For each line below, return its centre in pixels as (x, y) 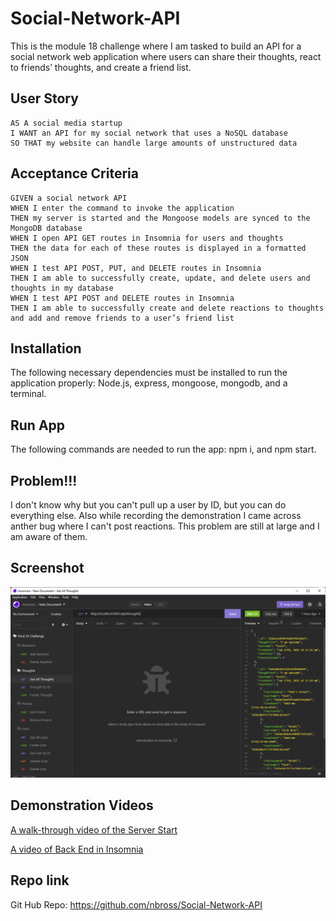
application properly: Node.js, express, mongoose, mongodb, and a (149, 383)
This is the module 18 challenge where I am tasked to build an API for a (156, 46)
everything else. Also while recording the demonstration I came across (156, 515)
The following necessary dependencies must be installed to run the (149, 373)
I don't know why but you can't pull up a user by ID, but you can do (148, 505)
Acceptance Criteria (74, 173)
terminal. (28, 394)
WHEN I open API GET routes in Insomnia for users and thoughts (147, 238)
